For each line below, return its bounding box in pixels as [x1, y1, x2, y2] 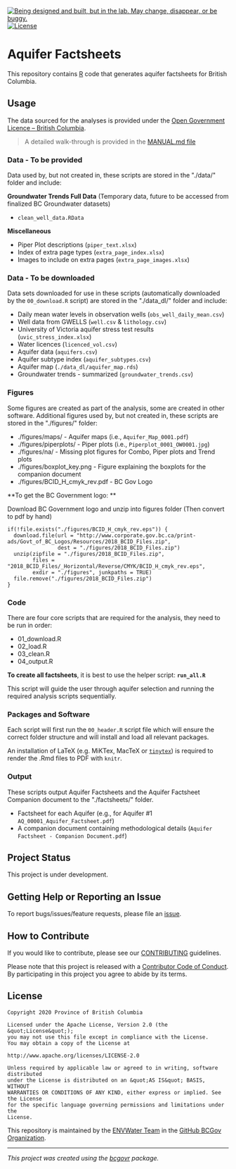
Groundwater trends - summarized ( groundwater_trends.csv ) [17, 370, 194, 378]
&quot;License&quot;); [7, 1027, 74, 1034]
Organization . [7, 1133, 47, 1142]
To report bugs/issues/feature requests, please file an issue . [7, 910, 182, 918]
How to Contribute [7, 930, 90, 942]
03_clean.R [17, 649, 51, 658]
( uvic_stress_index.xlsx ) [17, 333, 92, 341]
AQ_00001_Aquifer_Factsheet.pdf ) [17, 816, 114, 824]
